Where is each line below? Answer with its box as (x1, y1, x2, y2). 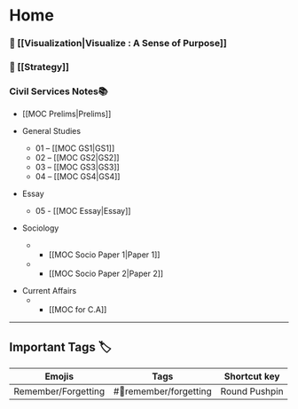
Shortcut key (223, 370, 280, 382)
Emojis (44, 370, 74, 382)
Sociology (21, 223, 59, 233)
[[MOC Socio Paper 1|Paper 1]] (48, 249, 161, 260)
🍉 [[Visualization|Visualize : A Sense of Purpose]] (9, 37, 228, 50)
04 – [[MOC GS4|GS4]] (35, 171, 121, 182)
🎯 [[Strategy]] (9, 61, 69, 74)
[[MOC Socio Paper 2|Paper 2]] (48, 268, 164, 279)
